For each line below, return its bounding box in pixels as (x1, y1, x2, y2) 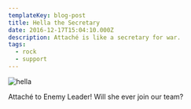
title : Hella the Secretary (8, 19, 101, 27)
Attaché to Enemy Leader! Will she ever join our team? (8, 92, 184, 101)
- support (15, 56, 47, 64)
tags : (8, 41, 26, 49)
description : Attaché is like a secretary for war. (8, 33, 181, 42)
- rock (15, 48, 37, 56)
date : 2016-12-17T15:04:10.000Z (8, 26, 114, 34)
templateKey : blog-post (8, 11, 86, 20)
